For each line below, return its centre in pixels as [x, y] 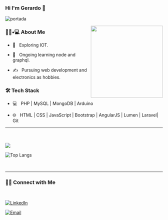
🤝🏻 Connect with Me [30, 182]
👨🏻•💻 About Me [25, 32]
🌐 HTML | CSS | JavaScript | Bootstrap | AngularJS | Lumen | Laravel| [85, 115]
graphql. [21, 60]
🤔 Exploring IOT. [30, 45]
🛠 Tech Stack [22, 90]
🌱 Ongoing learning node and [44, 54]
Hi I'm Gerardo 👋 [25, 8]
